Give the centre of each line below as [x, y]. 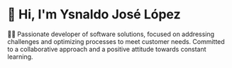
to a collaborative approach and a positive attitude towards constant [107, 49]
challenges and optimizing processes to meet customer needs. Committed [116, 41]
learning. [20, 57]
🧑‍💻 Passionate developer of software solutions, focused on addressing [111, 34]
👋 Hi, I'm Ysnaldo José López [94, 15]
